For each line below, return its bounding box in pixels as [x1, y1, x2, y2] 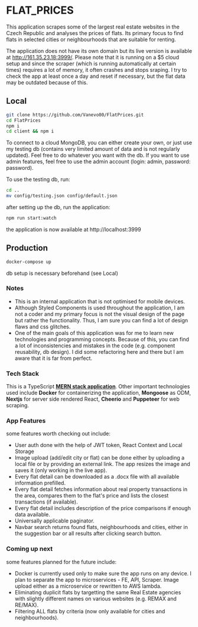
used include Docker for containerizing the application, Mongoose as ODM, [6, 389, 191, 397]
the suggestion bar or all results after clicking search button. [14, 530, 162, 537]
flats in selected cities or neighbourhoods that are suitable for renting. [6, 36, 176, 43]
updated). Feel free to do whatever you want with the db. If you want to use [6, 152, 190, 159]
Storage [14, 448, 34, 455]
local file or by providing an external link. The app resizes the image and [14, 461, 190, 468]
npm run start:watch [6, 215, 57, 221]
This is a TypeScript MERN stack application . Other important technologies [6, 383, 190, 390]
